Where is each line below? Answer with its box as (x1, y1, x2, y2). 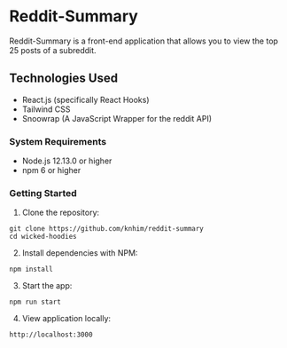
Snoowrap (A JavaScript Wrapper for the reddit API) (21, 113, 213, 123)
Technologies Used (9, 71, 118, 86)
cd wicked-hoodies (9, 233, 77, 241)
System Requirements (9, 135, 107, 147)
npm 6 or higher (21, 165, 81, 176)
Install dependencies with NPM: (21, 248, 138, 258)
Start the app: (21, 281, 73, 291)
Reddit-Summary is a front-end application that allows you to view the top (9, 36, 279, 46)
